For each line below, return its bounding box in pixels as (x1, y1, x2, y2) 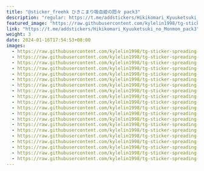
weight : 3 (6, 32, 32, 38)
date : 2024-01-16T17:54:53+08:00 (6, 37, 91, 43)
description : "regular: (6, 15, 67, 21)
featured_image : (6, 20, 47, 26)
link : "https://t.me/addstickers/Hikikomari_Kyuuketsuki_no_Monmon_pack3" (6, 25, 200, 32)
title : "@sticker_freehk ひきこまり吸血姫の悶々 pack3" (6, 8, 141, 15)
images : (6, 43, 26, 49)
